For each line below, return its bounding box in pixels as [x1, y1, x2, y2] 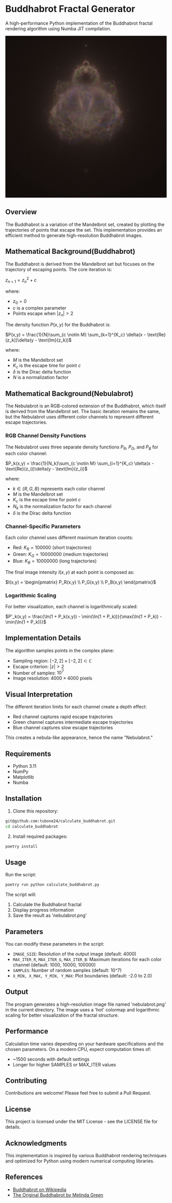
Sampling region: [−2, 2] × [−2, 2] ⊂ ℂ [12, 657, 92, 664]
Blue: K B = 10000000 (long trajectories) [12, 558, 97, 565]
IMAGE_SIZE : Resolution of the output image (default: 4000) [12, 951, 137, 957]
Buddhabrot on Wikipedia [12, 1186, 67, 1192]
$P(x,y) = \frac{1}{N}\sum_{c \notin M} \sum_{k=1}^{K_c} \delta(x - [5, 331, 146, 337]
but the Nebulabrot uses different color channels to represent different [5, 414, 154, 420]
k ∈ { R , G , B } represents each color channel [12, 486, 105, 492]
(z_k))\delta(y [5, 337, 34, 343]
